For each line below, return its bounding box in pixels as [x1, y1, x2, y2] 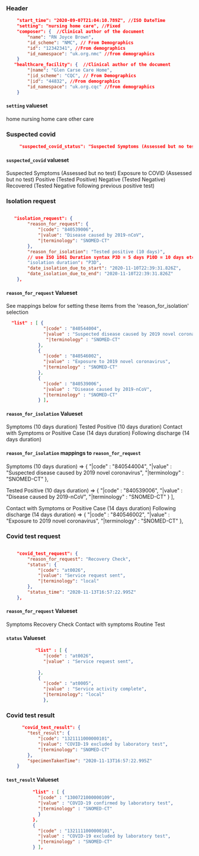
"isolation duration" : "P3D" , [27, 260, 102, 266]
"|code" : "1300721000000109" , [37, 795, 115, 801]
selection [6, 308, 28, 316]
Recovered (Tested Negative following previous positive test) [6, 182, 155, 189]
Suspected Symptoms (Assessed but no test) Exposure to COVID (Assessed [6, 170, 192, 177]
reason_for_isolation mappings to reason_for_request [6, 450, 141, 457]
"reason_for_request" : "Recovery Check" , [27, 556, 131, 562]
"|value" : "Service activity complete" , [43, 686, 147, 692]
